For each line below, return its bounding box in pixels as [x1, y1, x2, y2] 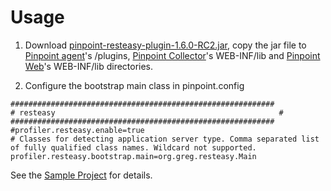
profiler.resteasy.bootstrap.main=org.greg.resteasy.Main [10, 151, 257, 161]
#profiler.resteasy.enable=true [10, 125, 145, 135]
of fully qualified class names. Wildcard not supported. [10, 142, 257, 153]
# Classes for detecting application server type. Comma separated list [10, 134, 320, 144]
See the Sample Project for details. [10, 169, 153, 181]
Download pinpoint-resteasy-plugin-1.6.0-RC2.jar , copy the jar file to [24, 39, 307, 51]
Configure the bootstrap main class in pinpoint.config [24, 79, 245, 91]
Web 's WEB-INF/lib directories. [24, 60, 154, 72]
